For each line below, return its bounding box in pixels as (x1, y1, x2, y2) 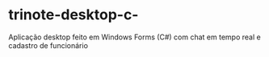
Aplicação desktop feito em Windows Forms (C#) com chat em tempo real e (8, 32, 261, 42)
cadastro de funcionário (8, 40, 89, 50)
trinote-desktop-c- (8, 6, 139, 24)
